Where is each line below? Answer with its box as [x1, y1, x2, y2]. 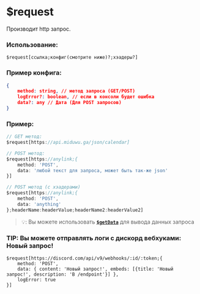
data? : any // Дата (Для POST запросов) [17, 100, 122, 106]
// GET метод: [6, 134, 43, 140]
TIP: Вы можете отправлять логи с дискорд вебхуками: [6, 233, 182, 242]
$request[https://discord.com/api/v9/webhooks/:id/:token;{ [6, 255, 163, 262]
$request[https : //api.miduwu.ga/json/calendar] [6, 140, 130, 146]
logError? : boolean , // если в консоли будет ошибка [17, 94, 155, 100]
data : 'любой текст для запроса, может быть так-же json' [17, 167, 168, 173]
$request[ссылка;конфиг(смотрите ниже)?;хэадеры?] [6, 55, 138, 61]
